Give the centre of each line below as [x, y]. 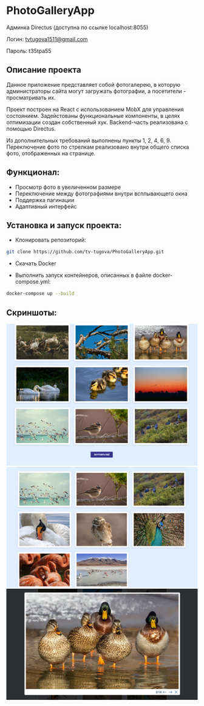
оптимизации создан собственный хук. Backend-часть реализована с [97, 122]
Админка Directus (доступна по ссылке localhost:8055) [77, 27]
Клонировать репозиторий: [50, 240]
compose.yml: [33, 282]
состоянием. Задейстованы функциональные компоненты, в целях [93, 115]
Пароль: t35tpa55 [29, 51]
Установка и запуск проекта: [64, 225]
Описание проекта [44, 70]
